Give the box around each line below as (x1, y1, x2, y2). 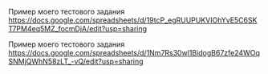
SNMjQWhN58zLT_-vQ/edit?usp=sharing (8, 56, 144, 66)
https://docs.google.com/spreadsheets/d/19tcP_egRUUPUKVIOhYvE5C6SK (8, 15, 258, 25)
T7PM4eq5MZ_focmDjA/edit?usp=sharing (8, 24, 147, 33)
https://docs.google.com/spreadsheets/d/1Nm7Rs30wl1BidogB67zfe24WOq (8, 48, 261, 57)
